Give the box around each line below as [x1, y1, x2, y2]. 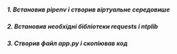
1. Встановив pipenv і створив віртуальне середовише [7, 5, 170, 13]
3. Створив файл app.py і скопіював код [7, 39, 128, 47]
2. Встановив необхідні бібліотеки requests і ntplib [7, 22, 159, 30]
